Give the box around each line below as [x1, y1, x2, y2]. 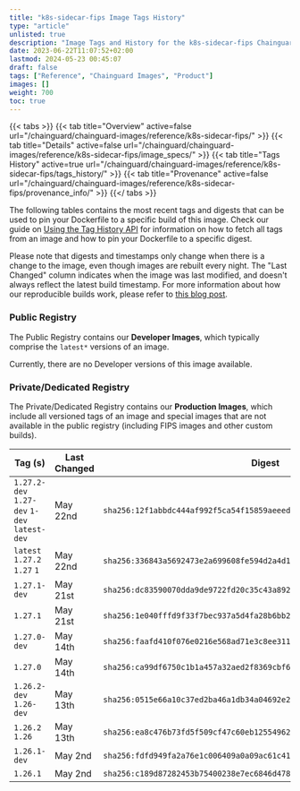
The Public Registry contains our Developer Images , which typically [9, 331, 261, 342]
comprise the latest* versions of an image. [9, 341, 170, 352]
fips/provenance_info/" [9, 187, 94, 198]
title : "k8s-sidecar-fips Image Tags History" [9, 13, 186, 22]
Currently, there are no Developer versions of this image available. [9, 358, 253, 369]
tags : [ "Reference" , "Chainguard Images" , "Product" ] [9, 72, 214, 81]
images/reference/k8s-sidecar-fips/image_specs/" [9, 150, 196, 160]
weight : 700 [9, 88, 54, 97]
